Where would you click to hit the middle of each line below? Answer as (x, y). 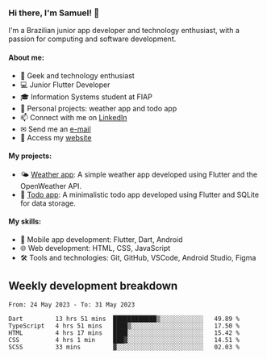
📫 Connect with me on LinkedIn (73, 117)
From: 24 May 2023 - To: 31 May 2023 (72, 305)
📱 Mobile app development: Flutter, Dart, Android (101, 239)
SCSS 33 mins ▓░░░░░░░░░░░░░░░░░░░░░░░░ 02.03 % (124, 347)
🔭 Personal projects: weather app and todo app (98, 108)
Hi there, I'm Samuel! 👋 (54, 13)
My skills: (25, 222)
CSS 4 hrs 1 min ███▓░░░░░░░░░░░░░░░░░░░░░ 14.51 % (124, 340)
